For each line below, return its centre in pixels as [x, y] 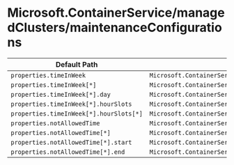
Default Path [77, 64]
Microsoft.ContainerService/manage [116, 13]
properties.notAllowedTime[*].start [71, 142]
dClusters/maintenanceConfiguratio [115, 28]
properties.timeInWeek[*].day [61, 94]
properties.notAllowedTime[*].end [68, 152]
